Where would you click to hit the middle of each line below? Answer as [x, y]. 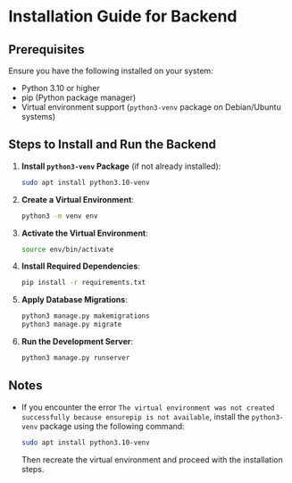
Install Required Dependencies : [80, 266]
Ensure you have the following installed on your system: [111, 71]
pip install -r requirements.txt [83, 283]
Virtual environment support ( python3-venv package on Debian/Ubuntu [151, 107]
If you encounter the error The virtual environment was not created [148, 407]
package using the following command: [112, 426]
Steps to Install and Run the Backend [112, 145]
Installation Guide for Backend [123, 17]
